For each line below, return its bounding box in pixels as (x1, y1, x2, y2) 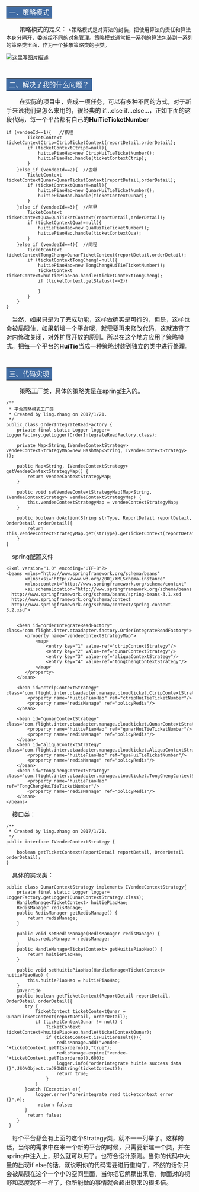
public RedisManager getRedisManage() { (17, 910, 118, 916)
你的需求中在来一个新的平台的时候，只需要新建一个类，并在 (24, 1143, 191, 1151)
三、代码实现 (9, 370, 49, 378)
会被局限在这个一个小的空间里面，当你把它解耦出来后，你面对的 (6, 1170, 185, 1178)
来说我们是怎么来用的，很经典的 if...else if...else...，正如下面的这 (12, 107, 191, 114)
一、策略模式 (9, 9, 49, 17)
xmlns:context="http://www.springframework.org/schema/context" (24, 581, 187, 587)
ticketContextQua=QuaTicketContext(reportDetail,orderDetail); (6, 215, 166, 220)
